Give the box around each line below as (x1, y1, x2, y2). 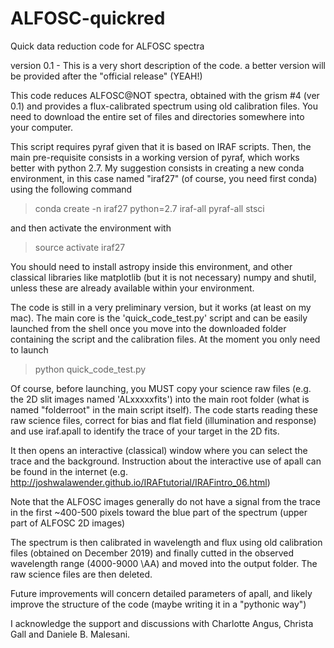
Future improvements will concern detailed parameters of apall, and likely (10, 587, 313, 599)
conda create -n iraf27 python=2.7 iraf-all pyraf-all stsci (34, 202, 265, 214)
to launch (10, 343, 49, 356)
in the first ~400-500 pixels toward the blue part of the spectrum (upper (10, 506, 308, 518)
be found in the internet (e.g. (10, 465, 128, 477)
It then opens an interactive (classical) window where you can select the (10, 444, 308, 456)
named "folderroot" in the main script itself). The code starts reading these (10, 403, 318, 416)
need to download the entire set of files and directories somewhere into (10, 110, 305, 122)
